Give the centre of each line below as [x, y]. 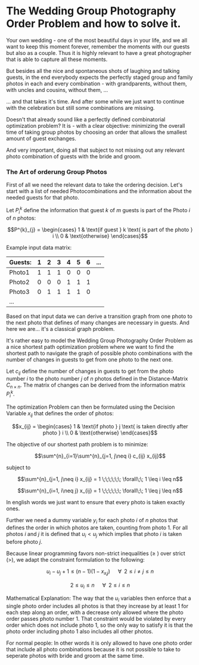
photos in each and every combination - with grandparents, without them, [97, 83]
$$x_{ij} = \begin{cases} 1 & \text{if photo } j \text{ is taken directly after [100, 426]
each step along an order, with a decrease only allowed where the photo [95, 612]
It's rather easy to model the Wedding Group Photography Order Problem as [99, 340]
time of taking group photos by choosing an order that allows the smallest [97, 132]
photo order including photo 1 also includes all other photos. [80, 631]
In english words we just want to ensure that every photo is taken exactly [96, 502]
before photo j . [24, 542]
